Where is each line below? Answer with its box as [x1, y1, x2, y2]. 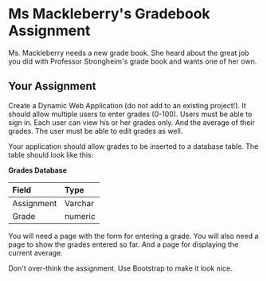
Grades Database [8, 165, 68, 175]
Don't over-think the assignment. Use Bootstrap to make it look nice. [8, 263, 233, 273]
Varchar [65, 197, 94, 209]
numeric [65, 210, 96, 221]
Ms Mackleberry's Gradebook [8, 5, 210, 23]
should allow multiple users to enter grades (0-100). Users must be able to [8, 109, 253, 119]
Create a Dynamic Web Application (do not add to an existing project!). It [8, 100, 247, 110]
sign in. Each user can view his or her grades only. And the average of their [8, 117, 255, 127]
